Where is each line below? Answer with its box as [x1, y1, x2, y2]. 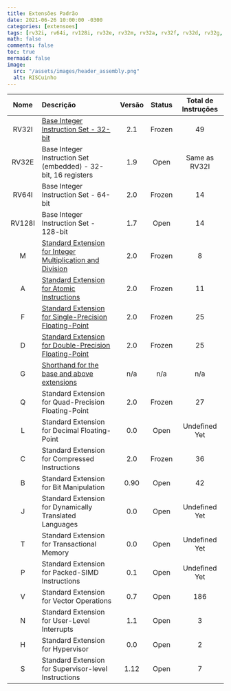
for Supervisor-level [41, 664, 108, 674]
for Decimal [41, 426, 79, 436]
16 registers [54, 170, 93, 180]
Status [150, 100, 173, 110]
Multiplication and [41, 255, 100, 265]
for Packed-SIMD [41, 568, 99, 577]
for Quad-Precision [41, 397, 105, 407]
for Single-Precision [41, 312, 108, 322]
